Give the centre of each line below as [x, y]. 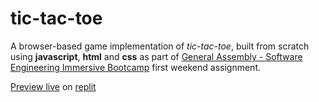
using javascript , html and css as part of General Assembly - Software [156, 56]
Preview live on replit [53, 86]
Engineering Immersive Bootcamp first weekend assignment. [136, 67]
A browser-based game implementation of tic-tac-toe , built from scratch [160, 46]
